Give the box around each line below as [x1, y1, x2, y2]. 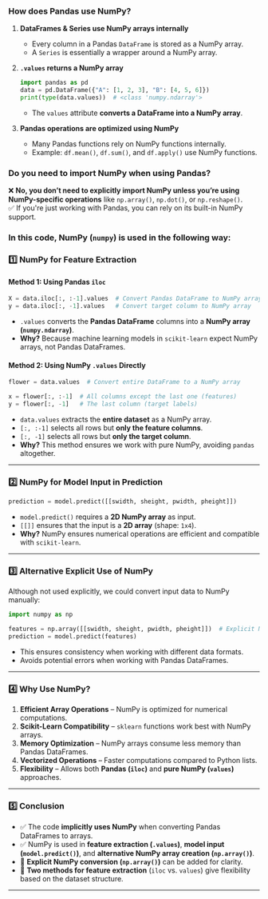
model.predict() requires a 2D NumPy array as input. [19, 512, 197, 521]
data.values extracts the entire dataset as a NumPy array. [19, 414, 212, 424]
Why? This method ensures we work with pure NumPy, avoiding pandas [19, 440, 255, 449]
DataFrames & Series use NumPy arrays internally [19, 24, 189, 34]
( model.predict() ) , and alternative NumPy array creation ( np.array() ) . [19, 848, 255, 857]
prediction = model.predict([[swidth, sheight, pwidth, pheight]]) [8, 497, 238, 505]
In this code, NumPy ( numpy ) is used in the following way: [8, 232, 231, 243]
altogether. [19, 448, 56, 457]
